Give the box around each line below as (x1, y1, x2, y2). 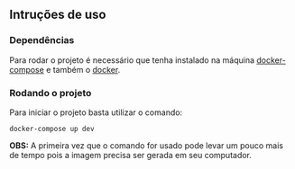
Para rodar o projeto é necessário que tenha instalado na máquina (9, 54, 255, 66)
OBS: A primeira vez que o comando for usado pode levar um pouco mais (9, 139, 284, 151)
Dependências (9, 34, 75, 47)
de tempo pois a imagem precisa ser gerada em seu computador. (9, 149, 253, 160)
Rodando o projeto (9, 86, 92, 99)
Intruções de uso (9, 7, 106, 22)
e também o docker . (46, 64, 121, 75)
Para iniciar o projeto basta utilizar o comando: (9, 107, 183, 118)
